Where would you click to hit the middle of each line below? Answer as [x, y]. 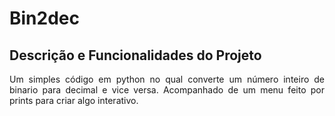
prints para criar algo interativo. [74, 100]
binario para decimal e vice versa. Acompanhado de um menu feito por [167, 90]
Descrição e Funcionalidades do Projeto [135, 55]
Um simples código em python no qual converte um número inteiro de [167, 79]
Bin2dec [44, 18]
